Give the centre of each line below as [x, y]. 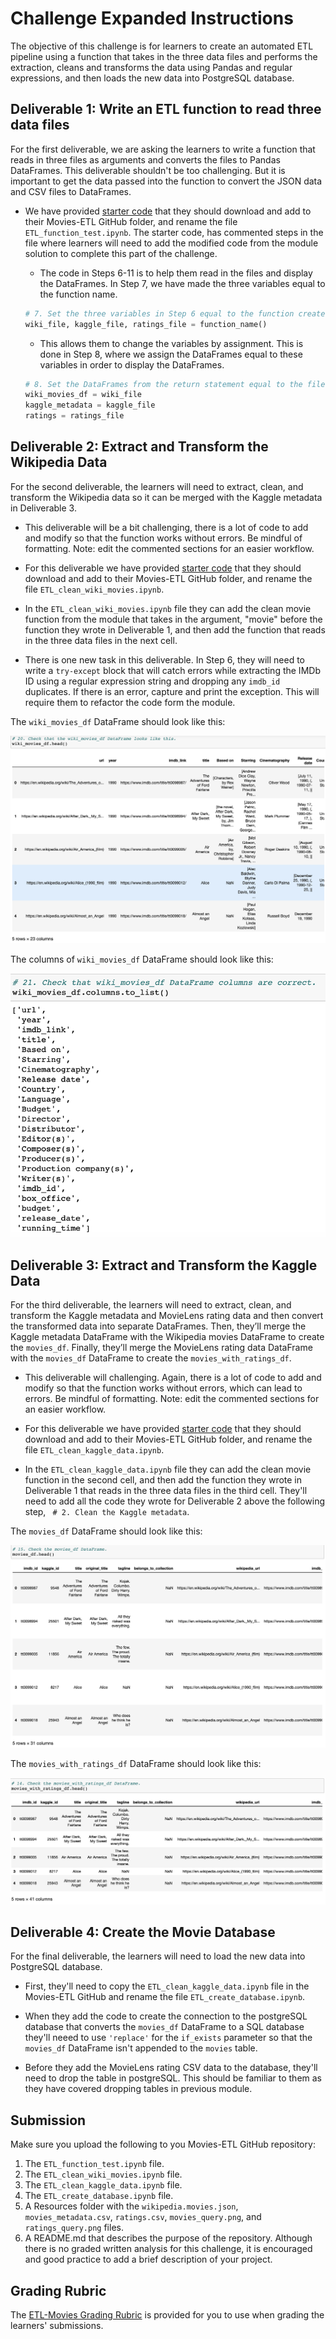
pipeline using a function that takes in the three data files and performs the [164, 56]
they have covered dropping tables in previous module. [138, 2089]
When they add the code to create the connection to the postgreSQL [166, 2016]
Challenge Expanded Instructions [152, 18]
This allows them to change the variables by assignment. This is [171, 343]
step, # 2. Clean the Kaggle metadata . [107, 1511]
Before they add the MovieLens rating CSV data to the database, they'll [171, 2068]
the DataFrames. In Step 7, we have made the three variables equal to [182, 283]
